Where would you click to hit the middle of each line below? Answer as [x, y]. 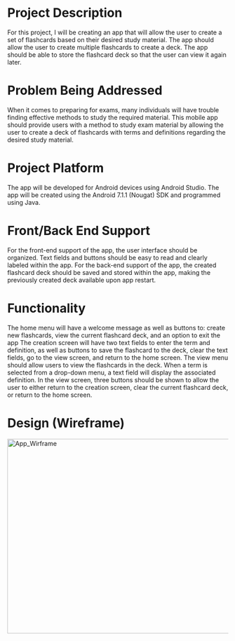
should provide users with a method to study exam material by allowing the [116, 125]
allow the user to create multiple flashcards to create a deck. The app [108, 47]
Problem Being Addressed [85, 91]
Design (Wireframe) [66, 423]
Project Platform [55, 168]
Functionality [47, 308]
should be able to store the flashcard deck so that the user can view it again [117, 55]
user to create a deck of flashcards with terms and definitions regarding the [116, 132]
